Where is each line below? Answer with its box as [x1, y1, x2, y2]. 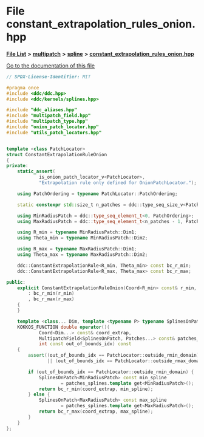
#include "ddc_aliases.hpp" [6, 107, 78, 113]
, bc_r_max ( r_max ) [28, 296, 75, 302]
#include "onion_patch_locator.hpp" [6, 124, 99, 130]
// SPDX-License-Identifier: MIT [6, 74, 91, 80]
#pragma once [6, 84, 39, 91]
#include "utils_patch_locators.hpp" [6, 129, 102, 136]
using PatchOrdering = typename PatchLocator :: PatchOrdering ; [17, 190, 178, 197]
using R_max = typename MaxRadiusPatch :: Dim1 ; [17, 246, 137, 252]
